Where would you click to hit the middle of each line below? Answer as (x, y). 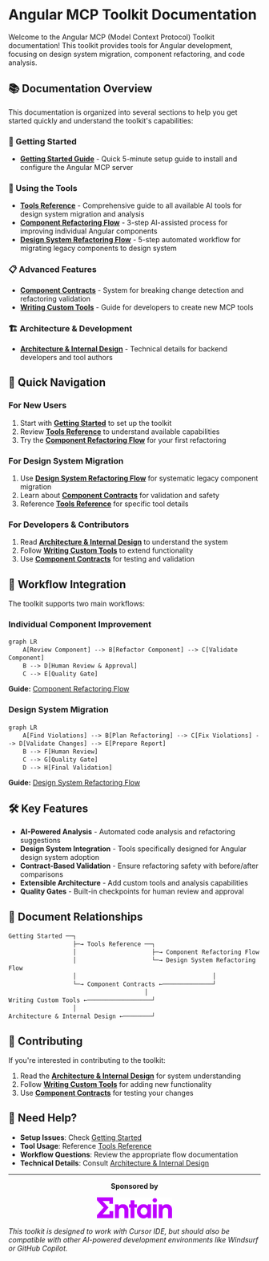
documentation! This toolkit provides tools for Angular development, (120, 45)
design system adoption (60, 858)
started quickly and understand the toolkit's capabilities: (101, 120)
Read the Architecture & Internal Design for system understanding (130, 1076)
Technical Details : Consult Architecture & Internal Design (114, 1163)
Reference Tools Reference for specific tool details (104, 504)
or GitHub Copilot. (38, 1248)
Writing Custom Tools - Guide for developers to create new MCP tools (137, 307)
